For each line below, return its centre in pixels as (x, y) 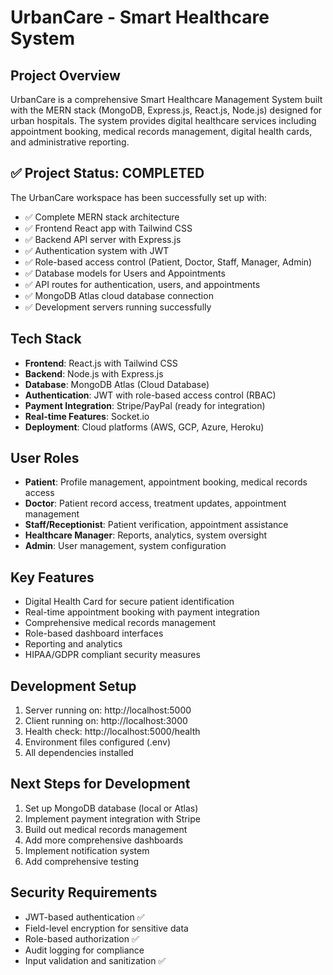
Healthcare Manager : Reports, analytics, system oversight (146, 535)
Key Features (52, 577)
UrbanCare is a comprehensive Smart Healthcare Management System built (166, 99)
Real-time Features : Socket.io (87, 416)
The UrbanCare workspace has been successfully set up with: (139, 197)
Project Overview (65, 75)
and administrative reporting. (70, 142)
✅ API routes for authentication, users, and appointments (142, 284)
